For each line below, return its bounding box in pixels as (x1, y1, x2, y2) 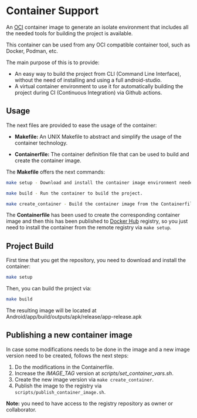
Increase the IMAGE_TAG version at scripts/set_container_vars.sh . (14, 369, 174, 377)
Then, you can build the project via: (6, 285, 92, 292)
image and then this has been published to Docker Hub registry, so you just (6, 218, 188, 225)
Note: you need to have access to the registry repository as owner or (6, 400, 174, 407)
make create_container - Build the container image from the (6, 201, 159, 207)
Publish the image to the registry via (14, 382, 102, 389)
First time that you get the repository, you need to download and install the (6, 257, 186, 264)
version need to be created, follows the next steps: (6, 352, 129, 359)
